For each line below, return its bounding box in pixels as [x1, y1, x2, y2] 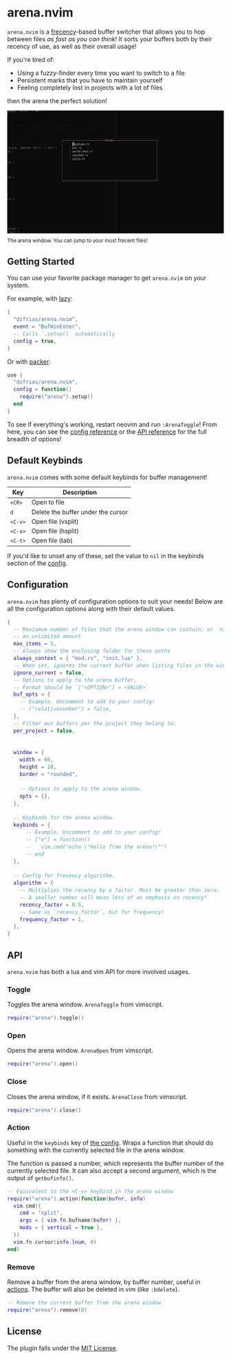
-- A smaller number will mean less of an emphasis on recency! [19, 894, 208, 901]
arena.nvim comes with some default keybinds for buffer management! [7, 473, 208, 481]
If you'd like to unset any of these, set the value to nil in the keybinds [7, 551, 204, 560]
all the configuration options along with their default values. [7, 604, 175, 612]
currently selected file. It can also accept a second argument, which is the [7, 1167, 217, 1175]
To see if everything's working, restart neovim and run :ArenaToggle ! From [7, 420, 218, 428]
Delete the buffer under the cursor [31, 507, 129, 516]
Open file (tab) [31, 536, 74, 544]
